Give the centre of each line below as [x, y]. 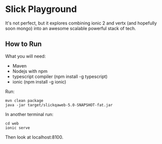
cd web [12, 123]
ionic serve [17, 128]
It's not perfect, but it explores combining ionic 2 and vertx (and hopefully [81, 23]
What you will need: [25, 56]
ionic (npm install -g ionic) [39, 81]
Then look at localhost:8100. [34, 137]
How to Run [23, 44]
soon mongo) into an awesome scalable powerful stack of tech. [71, 28]
